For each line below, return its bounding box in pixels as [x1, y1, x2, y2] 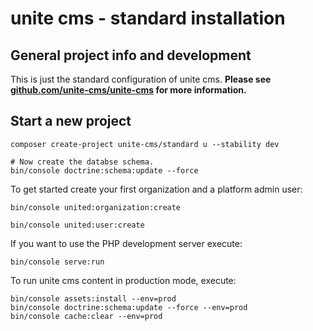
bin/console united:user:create [10, 220, 145, 230]
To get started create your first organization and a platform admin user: [10, 183, 303, 195]
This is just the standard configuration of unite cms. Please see [10, 73, 272, 85]
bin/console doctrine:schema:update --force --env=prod [10, 302, 248, 312]
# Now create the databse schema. [10, 157, 155, 167]
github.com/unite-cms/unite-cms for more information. [10, 84, 247, 96]
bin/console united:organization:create [10, 202, 182, 212]
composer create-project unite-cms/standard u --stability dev [10, 139, 280, 149]
